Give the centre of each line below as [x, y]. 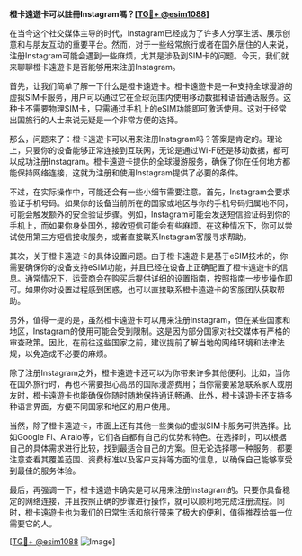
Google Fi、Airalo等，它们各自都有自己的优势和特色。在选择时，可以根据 [152, 437]
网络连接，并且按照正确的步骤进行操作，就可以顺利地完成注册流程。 [151, 501]
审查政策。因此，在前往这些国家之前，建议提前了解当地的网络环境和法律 [143, 342]
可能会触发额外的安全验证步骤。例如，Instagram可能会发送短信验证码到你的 [150, 214]
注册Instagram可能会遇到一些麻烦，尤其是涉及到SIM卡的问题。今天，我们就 [149, 56]
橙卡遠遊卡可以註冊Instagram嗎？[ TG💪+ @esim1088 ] [109, 14]
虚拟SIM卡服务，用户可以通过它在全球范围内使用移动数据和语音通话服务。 [147, 97]
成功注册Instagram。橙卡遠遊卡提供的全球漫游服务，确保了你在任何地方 [150, 161]
